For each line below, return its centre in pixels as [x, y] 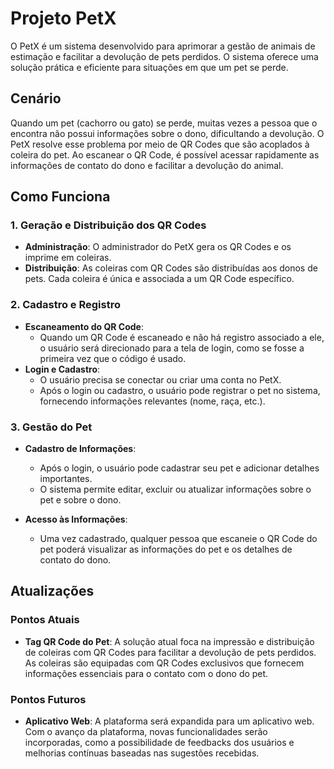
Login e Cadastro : [62, 369]
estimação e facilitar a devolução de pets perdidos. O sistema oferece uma [164, 56]
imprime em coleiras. [68, 258]
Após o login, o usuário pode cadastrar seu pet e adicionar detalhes [179, 468]
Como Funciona [60, 197]
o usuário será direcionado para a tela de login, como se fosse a [172, 348]
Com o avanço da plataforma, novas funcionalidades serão [146, 732]
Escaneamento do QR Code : [84, 326]
